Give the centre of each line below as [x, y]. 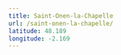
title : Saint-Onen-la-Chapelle [61, 16]
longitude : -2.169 [39, 38]
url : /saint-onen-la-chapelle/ [61, 23]
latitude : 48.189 [38, 31]
